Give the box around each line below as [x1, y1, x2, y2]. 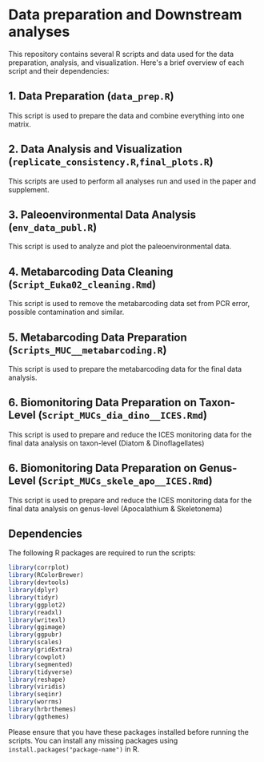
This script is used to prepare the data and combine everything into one [8, 111, 245, 120]
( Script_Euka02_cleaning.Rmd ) [8, 277, 157, 291]
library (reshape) [8, 675, 66, 683]
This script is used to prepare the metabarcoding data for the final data [8, 365, 242, 373]
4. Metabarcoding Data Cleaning [8, 264, 174, 278]
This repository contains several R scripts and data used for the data [8, 49, 234, 58]
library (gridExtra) [8, 646, 74, 654]
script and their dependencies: [8, 66, 110, 75]
